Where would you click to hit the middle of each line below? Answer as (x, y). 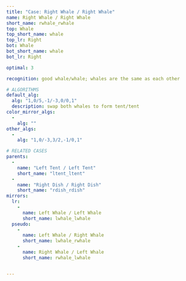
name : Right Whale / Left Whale (63, 252)
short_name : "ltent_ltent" (51, 173)
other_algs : (21, 129)
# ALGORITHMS (23, 89)
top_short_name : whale (35, 34)
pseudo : (22, 224)
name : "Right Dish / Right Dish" (59, 185)
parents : (17, 157)
